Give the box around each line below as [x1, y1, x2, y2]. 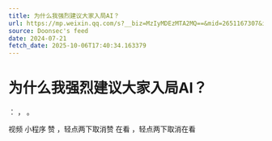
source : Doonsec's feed [8, 27, 89, 35]
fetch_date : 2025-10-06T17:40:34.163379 [8, 42, 147, 50]
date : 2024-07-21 [8, 34, 67, 43]
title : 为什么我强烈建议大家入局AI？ [8, 11, 120, 20]
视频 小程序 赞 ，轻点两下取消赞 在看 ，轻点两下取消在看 [8, 124, 196, 134]
